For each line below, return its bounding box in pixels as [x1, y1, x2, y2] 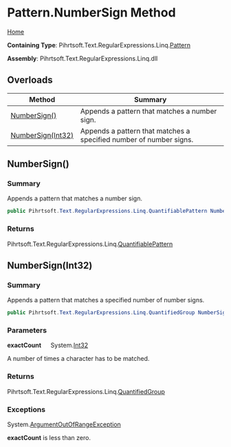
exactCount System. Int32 [7, 341, 88, 349]
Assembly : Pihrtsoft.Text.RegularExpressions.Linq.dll [7, 54, 158, 63]
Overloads [7, 74, 53, 86]
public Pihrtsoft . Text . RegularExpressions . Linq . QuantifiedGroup [7, 309, 195, 316]
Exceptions [7, 404, 46, 414]
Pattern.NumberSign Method [7, 5, 177, 21]
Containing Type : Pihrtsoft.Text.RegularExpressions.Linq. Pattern [7, 41, 191, 49]
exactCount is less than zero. [7, 434, 91, 442]
